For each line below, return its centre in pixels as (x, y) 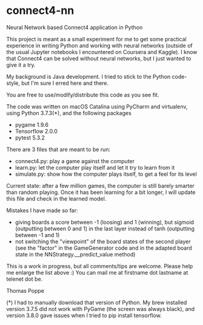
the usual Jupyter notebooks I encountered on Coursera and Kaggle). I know (102, 52)
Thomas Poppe (25, 290)
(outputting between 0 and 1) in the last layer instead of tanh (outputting (105, 229)
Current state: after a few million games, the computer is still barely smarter (101, 186)
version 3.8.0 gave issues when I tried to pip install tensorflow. (84, 315)
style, (13, 83)
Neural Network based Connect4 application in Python (75, 27)
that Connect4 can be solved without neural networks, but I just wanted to (99, 58)
